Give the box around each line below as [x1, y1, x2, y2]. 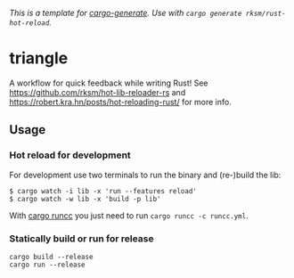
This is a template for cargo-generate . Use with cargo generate [9, 8, 242, 18]
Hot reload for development [9, 149, 131, 161]
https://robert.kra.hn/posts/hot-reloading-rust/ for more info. [9, 96, 232, 107]
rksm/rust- [245, 9, 287, 18]
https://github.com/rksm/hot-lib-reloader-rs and [9, 86, 186, 97]
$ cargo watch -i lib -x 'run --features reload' [9, 186, 198, 195]
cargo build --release [9, 252, 94, 261]
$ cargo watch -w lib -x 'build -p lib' [9, 194, 162, 203]
